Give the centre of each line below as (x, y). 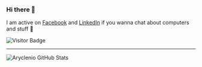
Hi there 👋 (21, 10)
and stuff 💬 (20, 29)
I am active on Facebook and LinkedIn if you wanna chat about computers (98, 23)
